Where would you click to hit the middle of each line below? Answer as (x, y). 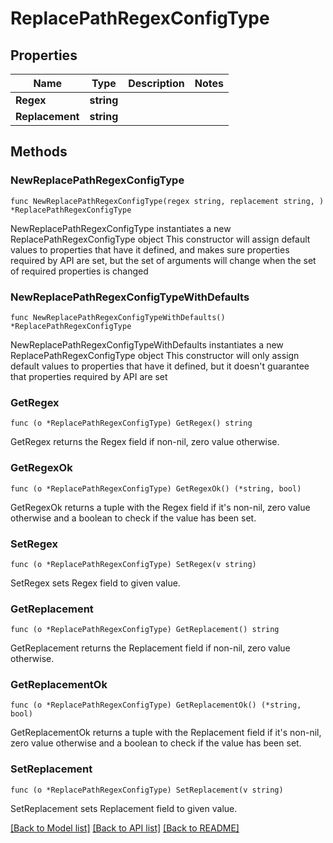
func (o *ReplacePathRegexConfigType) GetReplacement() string (145, 630)
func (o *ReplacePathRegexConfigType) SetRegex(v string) (133, 564)
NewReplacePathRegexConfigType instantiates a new (121, 228)
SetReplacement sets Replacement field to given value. (124, 808)
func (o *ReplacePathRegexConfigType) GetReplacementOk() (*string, (156, 705)
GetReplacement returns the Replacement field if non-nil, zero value (150, 648)
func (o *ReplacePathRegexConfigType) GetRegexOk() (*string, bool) (156, 488)
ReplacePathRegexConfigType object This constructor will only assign (155, 355)
